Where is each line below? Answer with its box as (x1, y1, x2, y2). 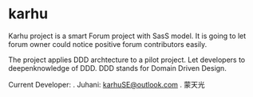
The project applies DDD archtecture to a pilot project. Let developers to (8, 55, 246, 64)
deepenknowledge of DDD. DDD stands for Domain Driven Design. (8, 63, 227, 72)
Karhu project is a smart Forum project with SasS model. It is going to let (8, 31, 247, 41)
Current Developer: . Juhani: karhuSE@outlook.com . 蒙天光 (8, 80, 205, 89)
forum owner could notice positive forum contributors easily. (8, 39, 208, 48)
